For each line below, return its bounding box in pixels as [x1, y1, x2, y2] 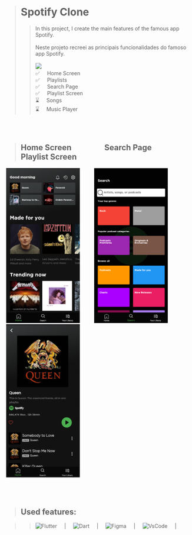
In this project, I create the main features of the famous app [35, 25, 180, 32]
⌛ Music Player [35, 105, 78, 112]
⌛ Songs [35, 96, 62, 104]
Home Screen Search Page [20, 143, 152, 153]
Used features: [20, 507, 77, 517]
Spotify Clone [20, 5, 90, 19]
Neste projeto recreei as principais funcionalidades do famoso [35, 44, 187, 51]
